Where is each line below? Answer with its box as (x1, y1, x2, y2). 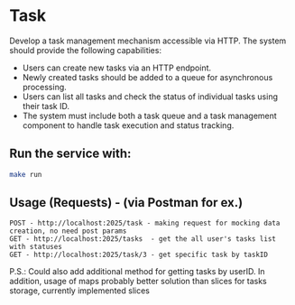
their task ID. (22, 100, 70, 111)
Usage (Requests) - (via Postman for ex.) (9, 195, 244, 210)
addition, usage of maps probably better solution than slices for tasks (9, 276, 268, 287)
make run (9, 170, 42, 179)
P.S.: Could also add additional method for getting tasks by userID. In (9, 266, 265, 277)
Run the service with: (9, 146, 132, 162)
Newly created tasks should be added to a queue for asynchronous (22, 71, 273, 82)
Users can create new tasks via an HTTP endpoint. (22, 62, 212, 73)
